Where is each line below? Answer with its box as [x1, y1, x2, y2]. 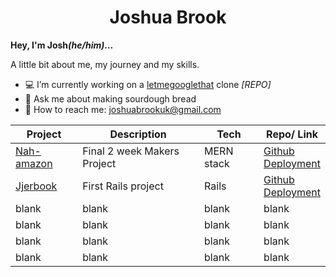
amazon [15, 156, 53, 170]
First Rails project [82, 179, 164, 193]
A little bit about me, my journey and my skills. [10, 58, 200, 70]
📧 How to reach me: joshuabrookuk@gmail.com [24, 103, 222, 115]
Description [109, 127, 167, 141]
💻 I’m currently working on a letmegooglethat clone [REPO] [24, 78, 272, 90]
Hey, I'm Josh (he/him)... [10, 39, 114, 51]
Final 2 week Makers [82, 144, 180, 158]
